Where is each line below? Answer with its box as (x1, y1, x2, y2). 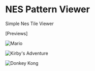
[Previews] (5, 30, 28, 36)
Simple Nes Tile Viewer (5, 20, 54, 27)
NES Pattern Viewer (5, 4, 90, 15)
